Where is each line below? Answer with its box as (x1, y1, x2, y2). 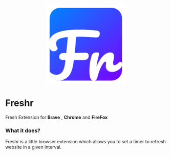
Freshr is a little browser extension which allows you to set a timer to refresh (5, 139, 166, 145)
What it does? (5, 127, 41, 134)
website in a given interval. (5, 144, 62, 150)
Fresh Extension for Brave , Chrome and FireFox (5, 114, 108, 120)
